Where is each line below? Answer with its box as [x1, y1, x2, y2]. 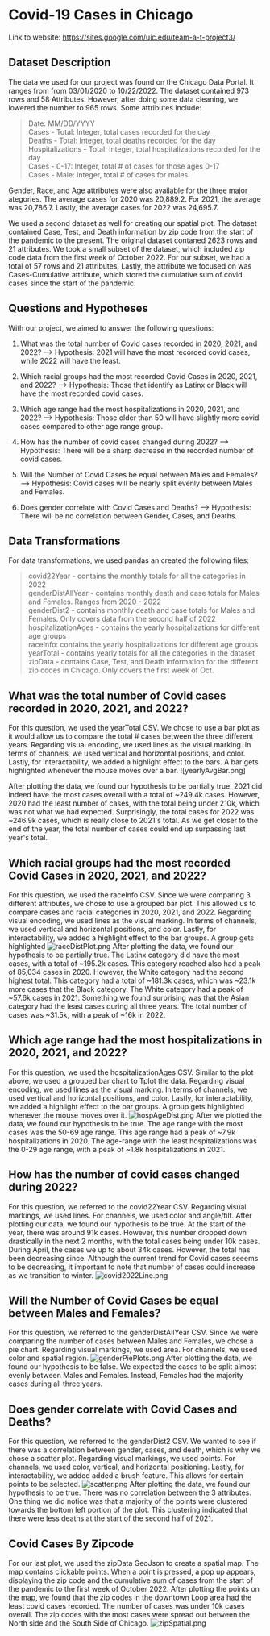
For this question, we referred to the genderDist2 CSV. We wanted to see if [8, 1437, 256, 1447]
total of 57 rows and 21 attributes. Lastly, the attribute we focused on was [8, 260, 252, 271]
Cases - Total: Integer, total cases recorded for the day [27, 127, 210, 136]
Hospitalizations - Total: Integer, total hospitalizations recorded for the [27, 144, 260, 154]
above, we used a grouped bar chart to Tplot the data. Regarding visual [8, 1076, 245, 1085]
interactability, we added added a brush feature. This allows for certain [8, 1471, 243, 1480]
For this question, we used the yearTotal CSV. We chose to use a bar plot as [8, 723, 260, 733]
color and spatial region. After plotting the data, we [8, 1353, 252, 1363]
